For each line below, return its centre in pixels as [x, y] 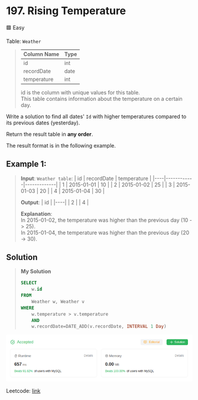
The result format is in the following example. [61, 145]
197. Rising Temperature [66, 11]
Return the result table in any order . [50, 134]
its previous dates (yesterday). [43, 123]
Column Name [41, 54]
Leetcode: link [23, 391]
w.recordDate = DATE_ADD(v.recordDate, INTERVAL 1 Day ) [99, 327]
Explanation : [36, 214]
